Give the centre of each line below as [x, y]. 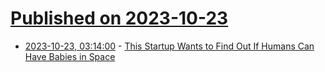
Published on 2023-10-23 [119, 18]
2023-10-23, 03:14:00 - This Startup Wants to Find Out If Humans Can [169, 46]
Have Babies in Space [70, 56]
